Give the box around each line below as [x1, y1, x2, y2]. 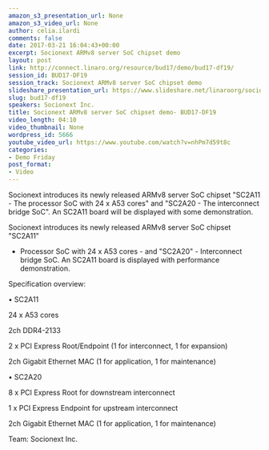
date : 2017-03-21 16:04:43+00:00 [8, 42, 120, 50]
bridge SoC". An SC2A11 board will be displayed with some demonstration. [8, 207, 254, 216]
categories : [8, 146, 48, 154]
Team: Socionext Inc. [8, 434, 78, 444]
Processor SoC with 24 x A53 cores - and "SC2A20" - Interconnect [19, 247, 243, 256]
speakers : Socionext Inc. [8, 101, 94, 109]
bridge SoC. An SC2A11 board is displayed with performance [19, 255, 220, 264]
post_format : [8, 161, 52, 169]
